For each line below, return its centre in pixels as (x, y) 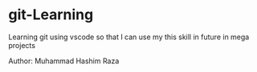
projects (22, 45)
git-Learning (51, 15)
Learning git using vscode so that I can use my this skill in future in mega (129, 37)
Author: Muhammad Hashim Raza (64, 61)
